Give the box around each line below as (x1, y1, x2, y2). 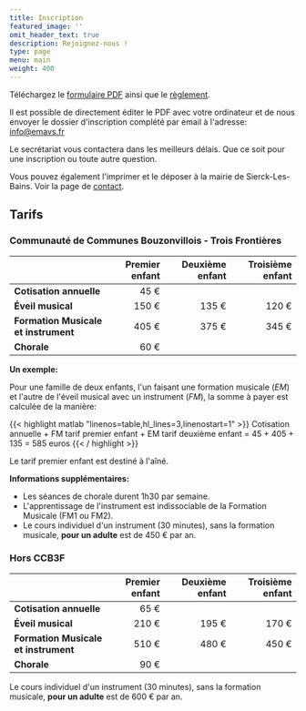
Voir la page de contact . (35, 180, 125, 191)
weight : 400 (9, 65, 55, 74)
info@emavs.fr (9, 126, 66, 137)
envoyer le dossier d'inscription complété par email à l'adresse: (9, 116, 248, 127)
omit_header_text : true (9, 30, 100, 39)
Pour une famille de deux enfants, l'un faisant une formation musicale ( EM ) (9, 381, 290, 392)
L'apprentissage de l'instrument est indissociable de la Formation (22, 500, 267, 511)
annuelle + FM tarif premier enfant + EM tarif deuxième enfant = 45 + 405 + (9, 428, 294, 439)
